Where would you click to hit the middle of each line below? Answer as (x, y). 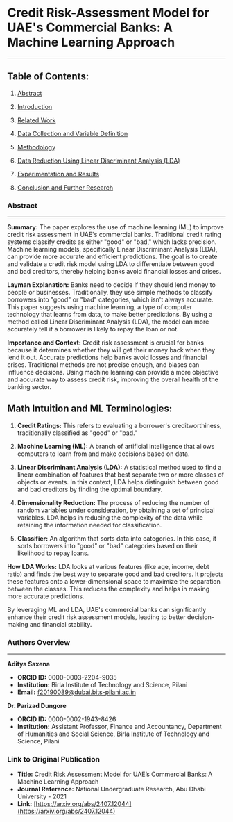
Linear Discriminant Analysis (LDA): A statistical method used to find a (119, 467)
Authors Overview (39, 642)
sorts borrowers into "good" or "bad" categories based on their (108, 545)
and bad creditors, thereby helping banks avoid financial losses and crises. (114, 272)
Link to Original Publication (54, 759)
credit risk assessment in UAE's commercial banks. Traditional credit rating (114, 235)
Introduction (35, 106)
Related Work (36, 120)
